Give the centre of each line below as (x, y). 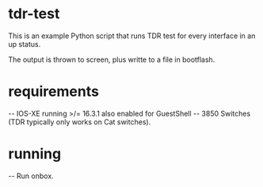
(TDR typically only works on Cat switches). (80, 122)
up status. (25, 44)
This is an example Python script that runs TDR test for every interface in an (132, 36)
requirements (53, 92)
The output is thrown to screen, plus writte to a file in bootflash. (112, 59)
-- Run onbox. (31, 176)
